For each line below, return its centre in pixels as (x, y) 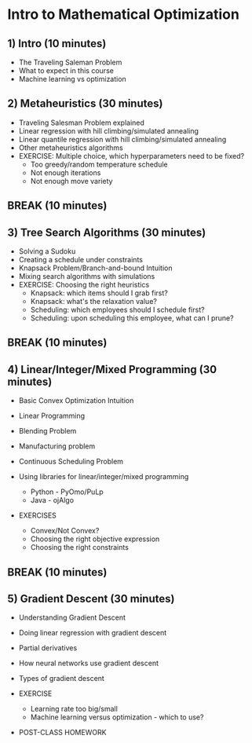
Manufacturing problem (57, 446)
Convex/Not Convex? (65, 531)
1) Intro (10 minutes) (57, 44)
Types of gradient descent (62, 679)
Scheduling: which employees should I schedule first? (117, 310)
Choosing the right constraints (79, 547)
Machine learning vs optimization (72, 79)
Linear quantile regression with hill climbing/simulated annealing (122, 139)
